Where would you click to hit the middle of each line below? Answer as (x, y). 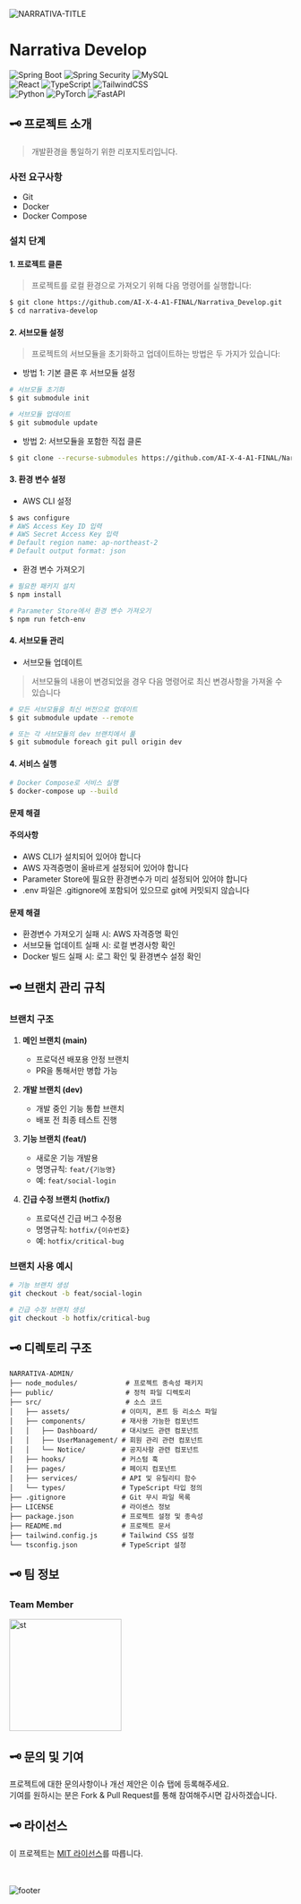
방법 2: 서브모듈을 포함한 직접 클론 (82, 441)
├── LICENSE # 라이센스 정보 (90, 1507)
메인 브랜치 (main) (55, 1040)
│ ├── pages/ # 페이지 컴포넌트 (93, 1469)
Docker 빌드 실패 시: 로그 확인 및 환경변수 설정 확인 (112, 956)
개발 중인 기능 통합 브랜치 (80, 1108)
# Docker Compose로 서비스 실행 (64, 783)
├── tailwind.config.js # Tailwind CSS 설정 (102, 1535)
